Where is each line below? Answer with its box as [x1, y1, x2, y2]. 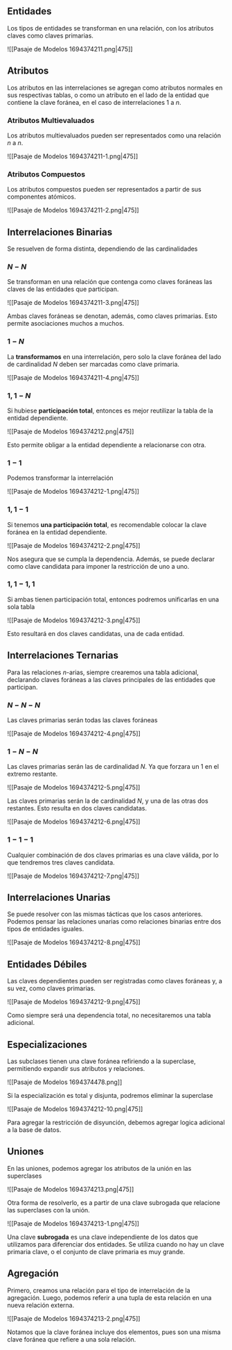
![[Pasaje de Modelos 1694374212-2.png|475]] [7, 541, 141, 549]
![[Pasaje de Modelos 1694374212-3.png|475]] [7, 616, 141, 624]
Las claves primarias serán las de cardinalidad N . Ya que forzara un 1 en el [7, 762, 220, 771]
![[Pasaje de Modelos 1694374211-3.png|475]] [7, 299, 140, 307]
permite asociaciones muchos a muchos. [7, 319, 125, 328]
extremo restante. [7, 770, 58, 778]
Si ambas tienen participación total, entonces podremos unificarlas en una [7, 595, 220, 603]
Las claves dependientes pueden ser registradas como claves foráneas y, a [7, 977, 223, 985]
